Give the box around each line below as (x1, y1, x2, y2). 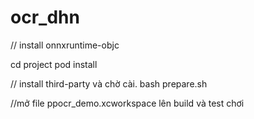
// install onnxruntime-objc (10, 39, 120, 51)
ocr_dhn (10, 6, 80, 29)
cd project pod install (10, 58, 98, 70)
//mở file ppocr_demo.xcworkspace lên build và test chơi (10, 97, 245, 109)
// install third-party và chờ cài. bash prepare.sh (10, 77, 208, 90)
